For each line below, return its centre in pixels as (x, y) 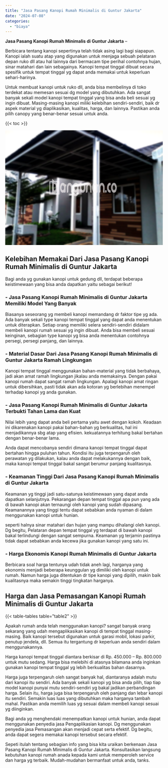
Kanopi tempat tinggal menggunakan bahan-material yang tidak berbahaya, (83, 371)
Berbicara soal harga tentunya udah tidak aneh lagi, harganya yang (74, 564)
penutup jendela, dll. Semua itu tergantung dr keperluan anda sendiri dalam (83, 641)
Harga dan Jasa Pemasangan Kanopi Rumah (75, 596)
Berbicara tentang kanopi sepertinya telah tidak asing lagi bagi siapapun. (80, 51)
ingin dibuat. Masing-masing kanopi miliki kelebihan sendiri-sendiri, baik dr (82, 103)
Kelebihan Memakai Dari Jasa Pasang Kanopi (77, 259)
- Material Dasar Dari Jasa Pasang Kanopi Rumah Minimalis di (81, 353)
